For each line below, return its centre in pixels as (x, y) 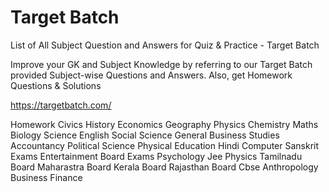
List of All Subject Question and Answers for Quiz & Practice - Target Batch (165, 45)
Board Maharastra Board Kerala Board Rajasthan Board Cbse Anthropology (164, 167)
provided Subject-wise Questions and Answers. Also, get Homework (151, 75)
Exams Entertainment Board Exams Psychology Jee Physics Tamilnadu (156, 156)
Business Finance (46, 177)
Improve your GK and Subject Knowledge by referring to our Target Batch (161, 64)
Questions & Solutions (56, 85)
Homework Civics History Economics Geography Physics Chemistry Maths (164, 124)
